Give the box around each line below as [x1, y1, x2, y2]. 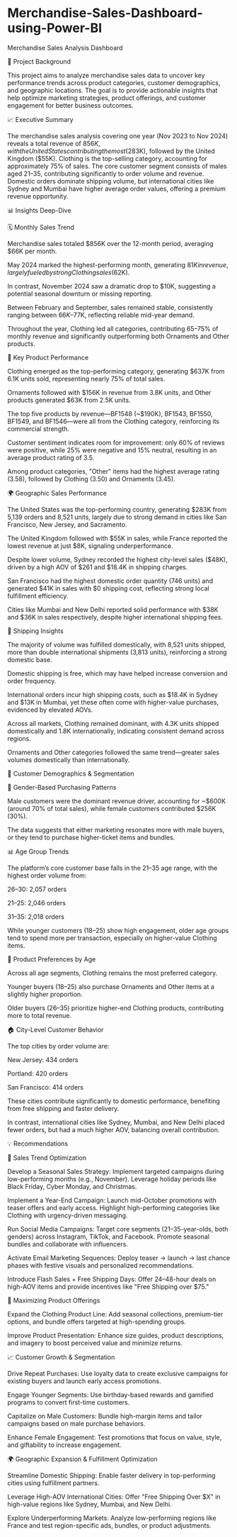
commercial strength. [7, 424, 69, 433]
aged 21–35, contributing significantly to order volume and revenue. [7, 169, 204, 178]
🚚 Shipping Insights [7, 626, 64, 635]
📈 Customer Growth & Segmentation [7, 1353, 115, 1361]
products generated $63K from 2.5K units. [7, 396, 131, 404]
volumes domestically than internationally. [7, 755, 130, 764]
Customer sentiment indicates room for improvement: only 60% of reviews [7, 438, 225, 447]
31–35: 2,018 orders [7, 912, 65, 921]
